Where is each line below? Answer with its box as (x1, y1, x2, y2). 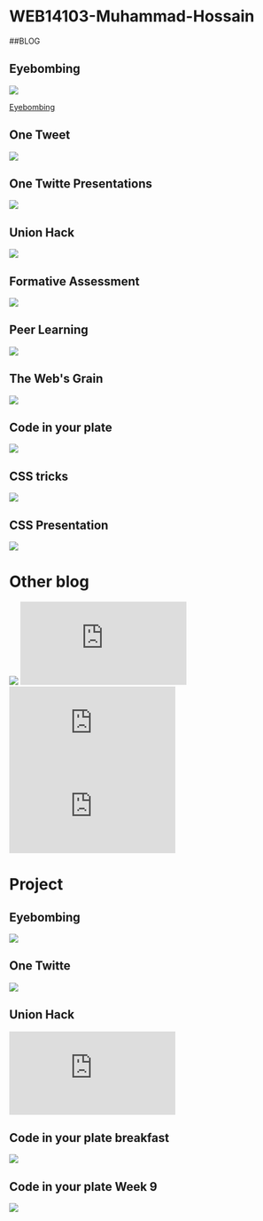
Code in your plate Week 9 (9, 1179, 158, 1194)
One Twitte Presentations (9, 176, 152, 191)
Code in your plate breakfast (9, 1130, 170, 1145)
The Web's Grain (9, 371, 104, 387)
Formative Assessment (9, 274, 140, 289)
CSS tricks (9, 468, 69, 483)
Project (9, 874, 64, 895)
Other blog (9, 571, 90, 592)
